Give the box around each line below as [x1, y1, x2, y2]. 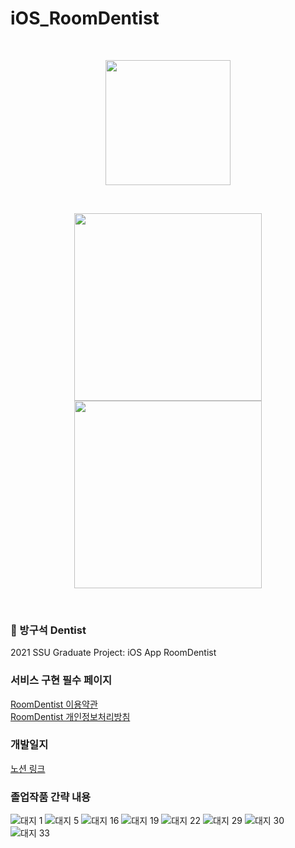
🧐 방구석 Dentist [10, 623, 87, 637]
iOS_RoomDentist [10, 7, 160, 30]
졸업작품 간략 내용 [10, 790, 92, 804]
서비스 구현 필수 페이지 [10, 673, 113, 687]
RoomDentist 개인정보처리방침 [10, 710, 131, 722]
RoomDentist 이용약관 [10, 698, 98, 710]
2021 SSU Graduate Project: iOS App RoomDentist [10, 647, 217, 659]
